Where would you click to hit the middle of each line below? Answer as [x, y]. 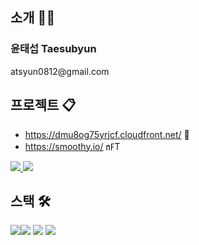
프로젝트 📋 [43, 105]
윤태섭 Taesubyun [53, 49]
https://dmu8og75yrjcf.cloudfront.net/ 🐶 [107, 134]
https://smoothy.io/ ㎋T [72, 146]
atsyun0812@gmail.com [60, 71]
